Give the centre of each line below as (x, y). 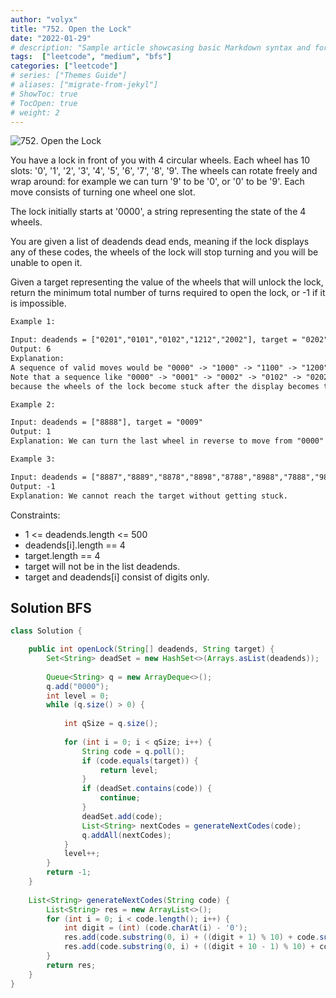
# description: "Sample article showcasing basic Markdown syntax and (160, 47)
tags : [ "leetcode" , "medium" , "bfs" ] (91, 57)
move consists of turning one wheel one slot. (103, 192)
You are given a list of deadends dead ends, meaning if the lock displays (160, 242)
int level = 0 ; (78, 696)
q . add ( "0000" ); (78, 686)
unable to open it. (46, 263)
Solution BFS (51, 607)
